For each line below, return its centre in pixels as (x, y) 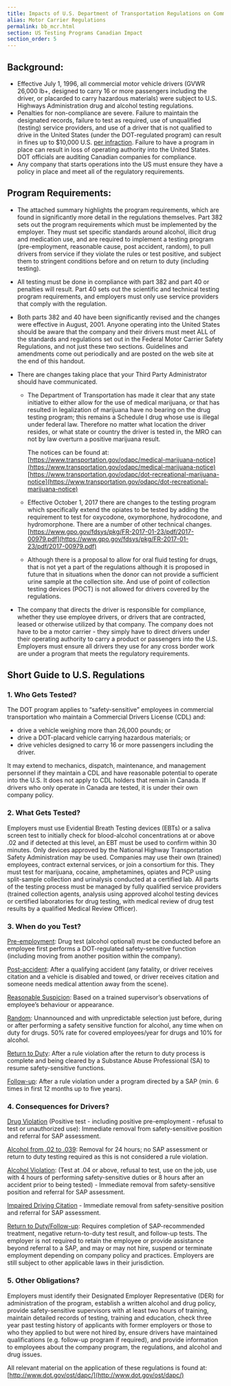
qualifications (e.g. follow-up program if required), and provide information (113, 1339)
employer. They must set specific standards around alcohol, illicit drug (117, 232)
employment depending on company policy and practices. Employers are (111, 1256)
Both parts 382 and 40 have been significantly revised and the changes (119, 317)
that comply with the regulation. (62, 303)
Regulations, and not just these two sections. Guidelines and (102, 346)
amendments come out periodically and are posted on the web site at (115, 354)
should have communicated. (57, 381)
